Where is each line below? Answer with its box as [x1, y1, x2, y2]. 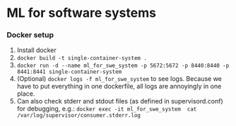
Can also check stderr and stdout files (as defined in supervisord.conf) [16, 97, 223, 106]
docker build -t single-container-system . [16, 55, 148, 62]
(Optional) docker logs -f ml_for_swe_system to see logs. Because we [16, 75, 222, 83]
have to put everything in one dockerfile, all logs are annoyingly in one [16, 82, 222, 91]
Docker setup [6, 30, 54, 40]
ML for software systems [6, 5, 157, 21]
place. [16, 89, 35, 98]
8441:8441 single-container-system [16, 68, 122, 75]
